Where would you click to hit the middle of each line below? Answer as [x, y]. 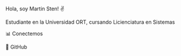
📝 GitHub [16, 47]
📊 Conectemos [24, 33]
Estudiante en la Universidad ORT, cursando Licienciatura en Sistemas [90, 22]
